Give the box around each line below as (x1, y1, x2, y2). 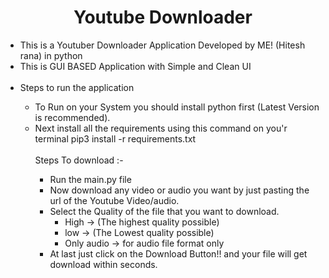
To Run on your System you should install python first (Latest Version (34, 101, 320, 113)
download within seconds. (49, 258, 158, 270)
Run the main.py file (49, 173, 132, 185)
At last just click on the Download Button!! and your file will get (49, 247, 308, 260)
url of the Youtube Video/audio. (49, 194, 180, 206)
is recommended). (34, 111, 111, 123)
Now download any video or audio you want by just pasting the (49, 184, 310, 196)
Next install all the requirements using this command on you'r (34, 122, 288, 134)
